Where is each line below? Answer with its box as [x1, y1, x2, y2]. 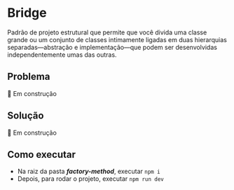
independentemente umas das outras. [7, 50, 117, 59]
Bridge [7, 5, 47, 21]
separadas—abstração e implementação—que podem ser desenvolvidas [7, 43, 217, 51]
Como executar [7, 149, 76, 161]
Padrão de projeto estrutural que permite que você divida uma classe [7, 28, 207, 36]
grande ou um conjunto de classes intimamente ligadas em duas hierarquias [7, 35, 228, 43]
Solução [7, 110, 44, 122]
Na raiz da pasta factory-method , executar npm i [17, 167, 161, 176]
